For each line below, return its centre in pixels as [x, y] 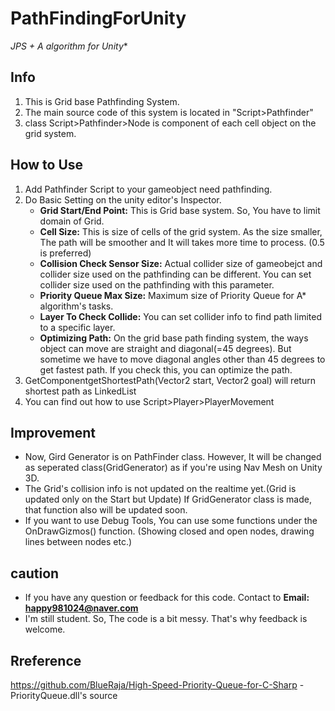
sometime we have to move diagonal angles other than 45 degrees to [182, 359]
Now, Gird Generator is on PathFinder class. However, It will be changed [173, 457]
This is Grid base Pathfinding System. [102, 101]
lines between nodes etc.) [78, 542]
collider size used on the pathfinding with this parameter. [157, 284]
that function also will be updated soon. [106, 510]
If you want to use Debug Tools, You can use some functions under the [171, 521]
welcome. [45, 629]
